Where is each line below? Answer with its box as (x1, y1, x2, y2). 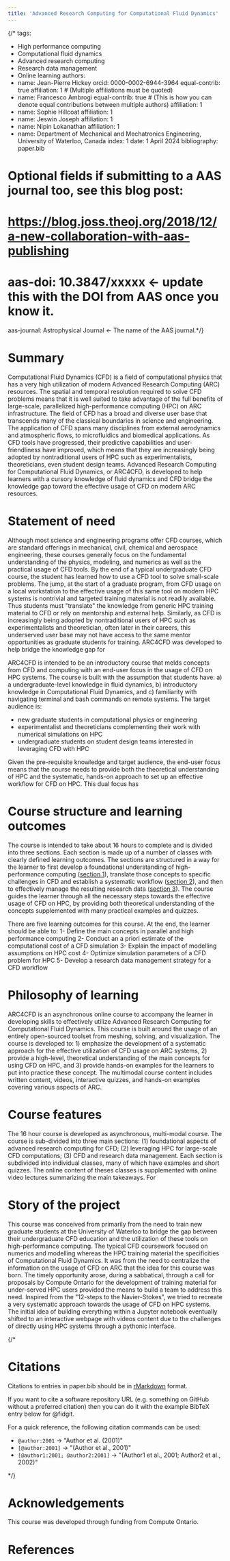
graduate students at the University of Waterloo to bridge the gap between (8, 1227, 218, 1236)
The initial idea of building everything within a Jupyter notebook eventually (8, 1307, 218, 1316)
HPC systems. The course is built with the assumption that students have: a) (8, 673, 222, 681)
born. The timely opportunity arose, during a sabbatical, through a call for (8, 1270, 214, 1279)
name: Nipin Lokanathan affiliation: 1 (17, 122, 120, 130)
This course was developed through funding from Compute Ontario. (8, 1518, 199, 1526)
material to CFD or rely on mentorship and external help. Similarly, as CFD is (8, 609, 221, 617)
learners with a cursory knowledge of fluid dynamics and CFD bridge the (8, 474, 213, 483)
